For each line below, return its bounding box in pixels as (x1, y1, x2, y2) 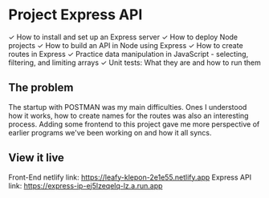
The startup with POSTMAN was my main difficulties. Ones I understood (8, 102, 247, 111)
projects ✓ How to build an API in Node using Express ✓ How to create (8, 40, 243, 50)
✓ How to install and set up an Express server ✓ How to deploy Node (8, 32, 238, 42)
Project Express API (8, 6, 143, 24)
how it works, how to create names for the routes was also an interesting (8, 111, 249, 120)
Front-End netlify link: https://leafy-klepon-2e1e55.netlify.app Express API (8, 172, 251, 182)
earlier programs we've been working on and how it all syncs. (8, 127, 212, 137)
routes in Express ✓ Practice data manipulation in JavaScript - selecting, (8, 49, 249, 59)
